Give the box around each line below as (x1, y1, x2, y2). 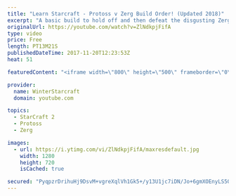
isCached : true (20, 166, 65, 173)
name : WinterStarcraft (13, 88, 80, 95)
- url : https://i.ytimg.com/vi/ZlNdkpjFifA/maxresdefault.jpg (13, 145, 199, 153)
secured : (7, 178, 33, 185)
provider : (7, 81, 37, 89)
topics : (7, 107, 30, 115)
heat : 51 (7, 56, 33, 63)
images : (7, 139, 30, 146)
